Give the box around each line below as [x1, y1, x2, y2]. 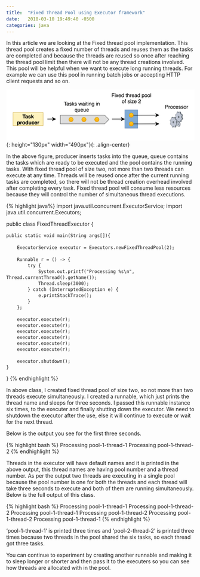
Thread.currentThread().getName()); [6, 274, 97, 281]
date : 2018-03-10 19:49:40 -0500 [6, 16, 95, 22]
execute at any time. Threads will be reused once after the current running [6, 171, 189, 179]
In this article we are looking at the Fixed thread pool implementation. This [6, 40, 188, 47]
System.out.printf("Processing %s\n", [38, 268, 135, 275]
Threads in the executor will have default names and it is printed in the [6, 459, 179, 466]
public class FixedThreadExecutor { [6, 220, 94, 227]
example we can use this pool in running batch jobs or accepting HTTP [6, 71, 181, 78]
